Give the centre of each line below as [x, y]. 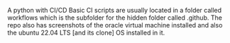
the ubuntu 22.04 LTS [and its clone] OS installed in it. [86, 32]
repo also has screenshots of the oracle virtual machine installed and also [115, 25]
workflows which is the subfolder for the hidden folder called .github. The [115, 18]
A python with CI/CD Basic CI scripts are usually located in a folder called [115, 10]
